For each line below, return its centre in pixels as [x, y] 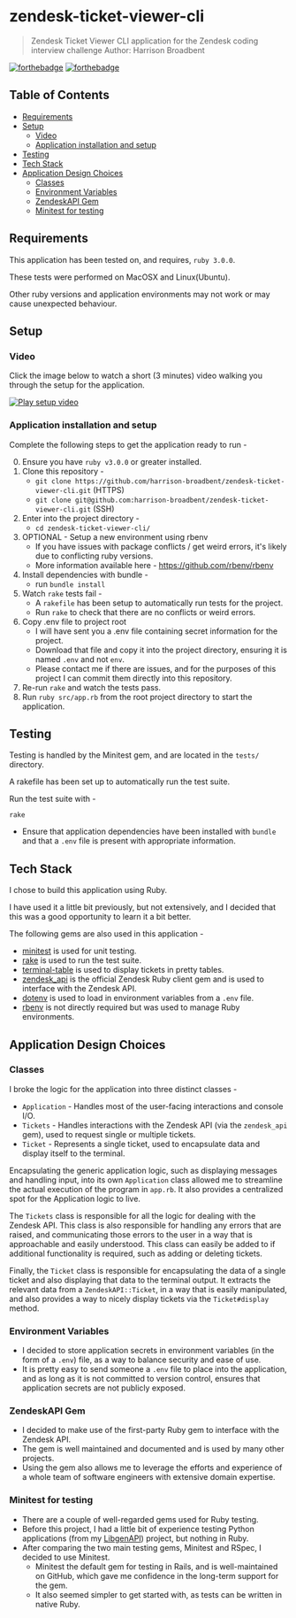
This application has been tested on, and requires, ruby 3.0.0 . [122, 259]
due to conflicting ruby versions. [94, 556]
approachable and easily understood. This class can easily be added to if [142, 1244]
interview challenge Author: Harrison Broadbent [118, 50]
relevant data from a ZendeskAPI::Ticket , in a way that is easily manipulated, [148, 1289]
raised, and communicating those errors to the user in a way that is [131, 1234]
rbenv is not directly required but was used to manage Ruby [131, 1007]
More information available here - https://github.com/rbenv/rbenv [154, 565]
